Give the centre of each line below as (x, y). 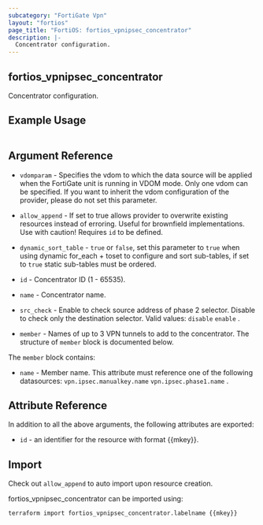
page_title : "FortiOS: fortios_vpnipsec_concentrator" (100, 30)
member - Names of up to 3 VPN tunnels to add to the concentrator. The (134, 333)
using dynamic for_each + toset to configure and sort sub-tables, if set (134, 255)
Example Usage (47, 120)
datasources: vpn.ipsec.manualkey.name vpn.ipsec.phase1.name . (124, 381)
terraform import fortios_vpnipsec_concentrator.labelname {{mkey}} (123, 513)
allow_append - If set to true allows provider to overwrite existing (124, 215)
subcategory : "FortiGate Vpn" (58, 15)
